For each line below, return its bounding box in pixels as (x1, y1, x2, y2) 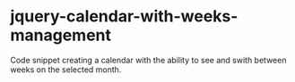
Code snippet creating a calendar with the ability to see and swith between (10, 54, 287, 65)
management (10, 25, 111, 45)
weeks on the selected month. (10, 64, 122, 75)
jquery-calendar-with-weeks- (10, 6, 239, 27)
